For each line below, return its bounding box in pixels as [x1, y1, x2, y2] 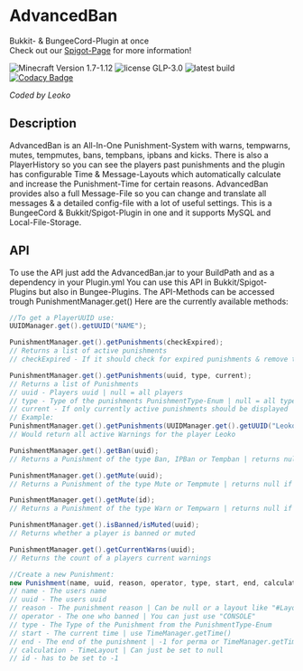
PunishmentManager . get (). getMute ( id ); [9, 496, 155, 505]
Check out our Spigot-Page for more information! [9, 44, 192, 55]
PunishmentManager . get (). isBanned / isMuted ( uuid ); [9, 521, 200, 530]
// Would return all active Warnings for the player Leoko [9, 430, 236, 439]
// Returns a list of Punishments [9, 379, 140, 389]
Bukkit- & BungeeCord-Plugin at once [9, 35, 150, 46]
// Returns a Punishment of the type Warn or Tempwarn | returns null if [9, 504, 293, 514]
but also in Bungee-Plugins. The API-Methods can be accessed [39, 286, 275, 297]
